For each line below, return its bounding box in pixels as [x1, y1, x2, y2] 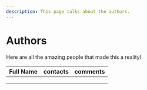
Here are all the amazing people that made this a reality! [6, 54, 142, 61]
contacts [43, 67, 69, 75]
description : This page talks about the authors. [6, 8, 131, 15]
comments [74, 67, 105, 75]
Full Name [9, 67, 38, 75]
